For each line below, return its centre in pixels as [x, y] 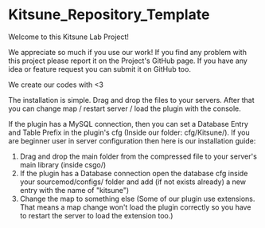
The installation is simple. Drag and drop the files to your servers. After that [131, 100]
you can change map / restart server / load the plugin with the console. [125, 108]
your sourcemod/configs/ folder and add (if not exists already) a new [133, 182]
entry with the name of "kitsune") [74, 190]
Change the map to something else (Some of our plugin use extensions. [137, 199]
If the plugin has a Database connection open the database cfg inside [134, 173]
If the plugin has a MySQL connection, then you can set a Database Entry [129, 124]
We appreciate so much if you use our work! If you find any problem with [127, 52]
